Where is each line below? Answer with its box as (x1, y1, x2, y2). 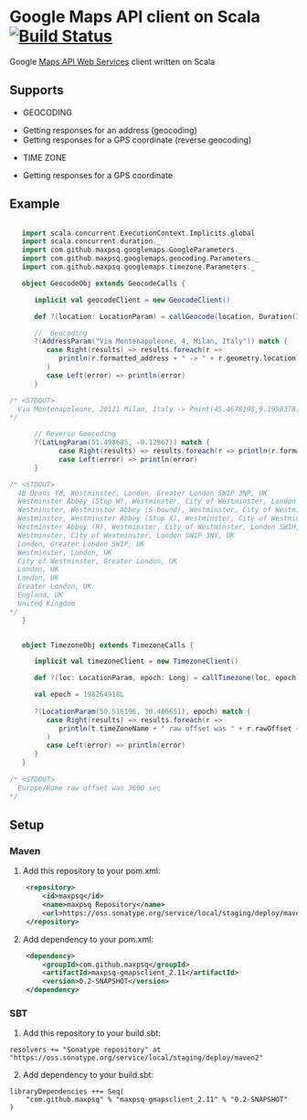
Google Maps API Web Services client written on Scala (9, 56, 216, 67)
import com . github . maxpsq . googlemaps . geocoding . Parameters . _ (21, 254, 259, 263)
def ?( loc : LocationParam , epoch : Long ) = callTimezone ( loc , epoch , (33, 674, 301, 683)
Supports (9, 82, 64, 98)
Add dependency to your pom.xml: (22, 933, 153, 944)
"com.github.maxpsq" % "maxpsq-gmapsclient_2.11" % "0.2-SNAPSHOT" (26, 1095, 288, 1104)
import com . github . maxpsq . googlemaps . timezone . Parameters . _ (21, 262, 256, 272)
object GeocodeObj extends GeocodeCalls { (21, 279, 185, 288)
